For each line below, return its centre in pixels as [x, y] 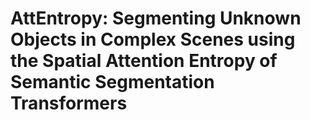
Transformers [69, 103]
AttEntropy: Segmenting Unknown [156, 18]
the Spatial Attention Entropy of [144, 61]
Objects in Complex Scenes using [153, 39]
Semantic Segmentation [112, 82]
